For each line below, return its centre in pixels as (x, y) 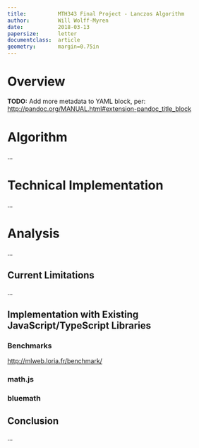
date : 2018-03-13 (49, 27)
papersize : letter (42, 34)
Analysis (34, 233)
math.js (20, 379)
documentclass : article (44, 40)
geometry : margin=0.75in (53, 47)
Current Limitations (51, 275)
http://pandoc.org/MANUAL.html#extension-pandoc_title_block (99, 108)
